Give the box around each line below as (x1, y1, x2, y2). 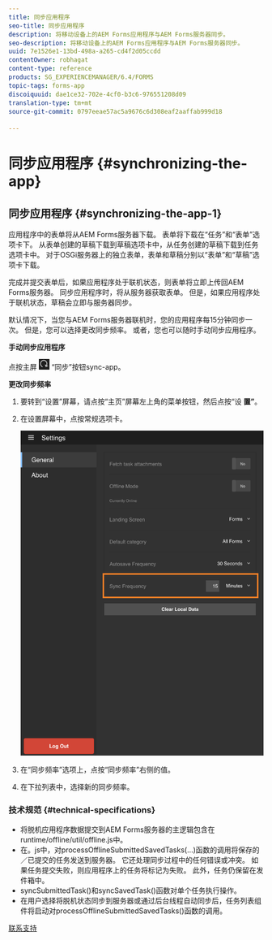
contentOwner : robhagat (8, 56, 89, 64)
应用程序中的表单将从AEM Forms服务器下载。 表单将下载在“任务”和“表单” (8, 230, 253, 240)
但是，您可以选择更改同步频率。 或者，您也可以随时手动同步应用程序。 (23, 325, 261, 335)
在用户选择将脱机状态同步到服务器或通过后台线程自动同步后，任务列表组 (19, 895, 261, 905)
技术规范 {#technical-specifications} (8, 804, 156, 816)
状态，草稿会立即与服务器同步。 (29, 297, 136, 308)
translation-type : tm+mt (8, 98, 92, 107)
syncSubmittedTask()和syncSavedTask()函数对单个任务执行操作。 (19, 886, 241, 895)
